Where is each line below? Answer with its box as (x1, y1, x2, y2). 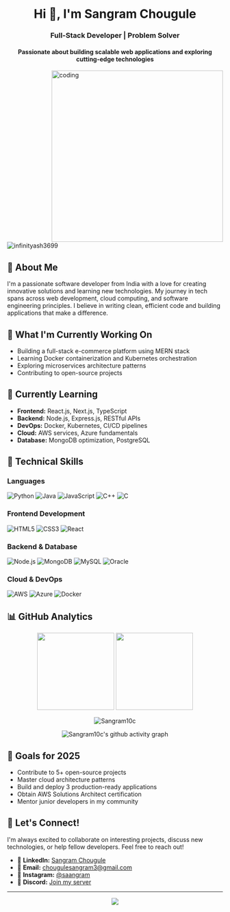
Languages (7, 477, 46, 486)
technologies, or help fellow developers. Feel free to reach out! (7, 843, 184, 851)
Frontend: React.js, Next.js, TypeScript (16, 407, 127, 415)
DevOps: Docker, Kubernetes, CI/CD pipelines (16, 421, 148, 429)
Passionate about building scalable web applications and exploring (18, 47, 212, 56)
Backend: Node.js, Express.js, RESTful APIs (16, 414, 141, 422)
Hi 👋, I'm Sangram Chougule (34, 6, 196, 22)
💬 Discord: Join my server (16, 878, 92, 886)
